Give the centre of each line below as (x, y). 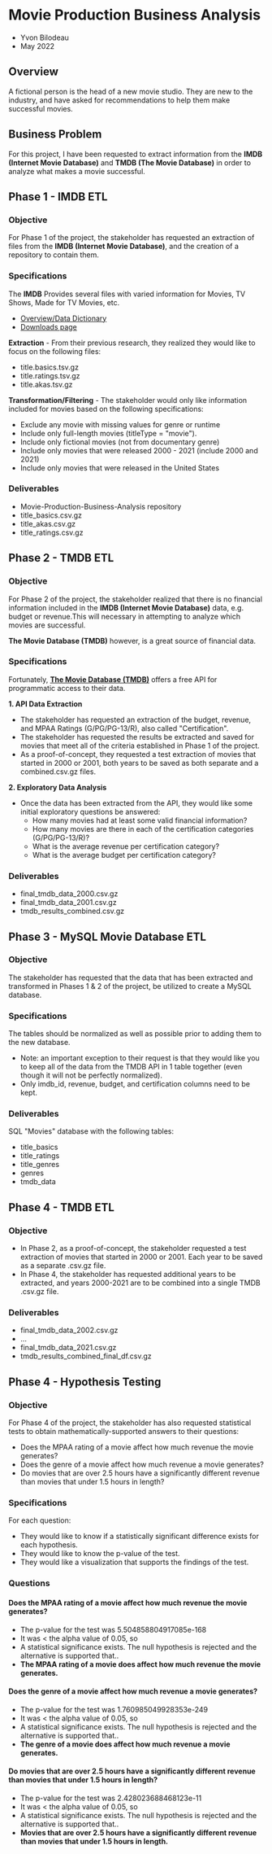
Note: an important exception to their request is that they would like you (140, 1058)
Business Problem (55, 135)
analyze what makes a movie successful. (77, 171)
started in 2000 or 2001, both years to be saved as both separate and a (139, 763)
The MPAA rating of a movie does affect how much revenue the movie (140, 1664)
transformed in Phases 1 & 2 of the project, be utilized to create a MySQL (130, 986)
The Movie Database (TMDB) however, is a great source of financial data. (132, 641)
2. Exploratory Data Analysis (58, 787)
